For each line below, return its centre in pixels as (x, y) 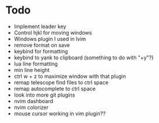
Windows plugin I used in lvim (50, 39)
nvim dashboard (33, 101)
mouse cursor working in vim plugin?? (60, 113)
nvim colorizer (31, 107)
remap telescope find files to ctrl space (61, 82)
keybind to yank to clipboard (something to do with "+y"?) (84, 57)
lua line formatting (36, 64)
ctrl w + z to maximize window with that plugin (70, 76)
